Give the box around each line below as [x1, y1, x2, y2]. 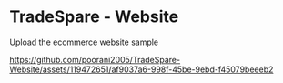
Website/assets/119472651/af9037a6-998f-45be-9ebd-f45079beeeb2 [9, 64, 274, 75]
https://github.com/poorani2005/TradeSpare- [9, 54, 180, 65]
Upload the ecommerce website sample [9, 36, 159, 47]
